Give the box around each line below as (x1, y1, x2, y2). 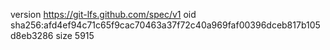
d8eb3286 (10, 30, 54, 41)
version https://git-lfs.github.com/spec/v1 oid (10, 9, 197, 20)
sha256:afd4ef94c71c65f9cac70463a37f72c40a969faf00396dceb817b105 (10, 19, 321, 31)
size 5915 (55, 30, 95, 41)
